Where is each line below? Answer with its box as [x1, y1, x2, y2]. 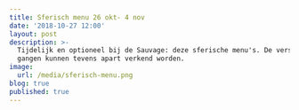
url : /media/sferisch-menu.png [17, 71, 133, 80]
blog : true [9, 79, 50, 88]
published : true [9, 87, 69, 96]
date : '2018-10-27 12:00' [9, 21, 105, 30]
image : [9, 63, 34, 72]
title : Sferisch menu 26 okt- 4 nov [9, 12, 145, 22]
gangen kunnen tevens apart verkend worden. [17, 54, 185, 63]
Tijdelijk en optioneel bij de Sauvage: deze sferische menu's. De [17, 46, 273, 55]
